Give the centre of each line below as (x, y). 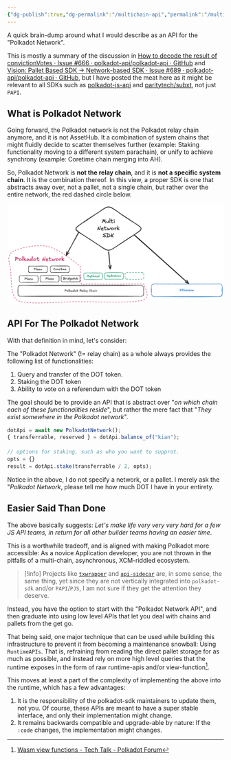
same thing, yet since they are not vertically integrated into (107, 581)
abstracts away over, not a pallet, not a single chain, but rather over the (108, 187)
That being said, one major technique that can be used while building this (111, 636)
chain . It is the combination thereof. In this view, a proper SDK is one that (111, 180)
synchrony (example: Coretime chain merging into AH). (85, 159)
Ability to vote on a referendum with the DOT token (89, 389)
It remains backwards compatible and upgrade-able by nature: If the (114, 723)
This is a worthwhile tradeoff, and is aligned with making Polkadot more (108, 546)
